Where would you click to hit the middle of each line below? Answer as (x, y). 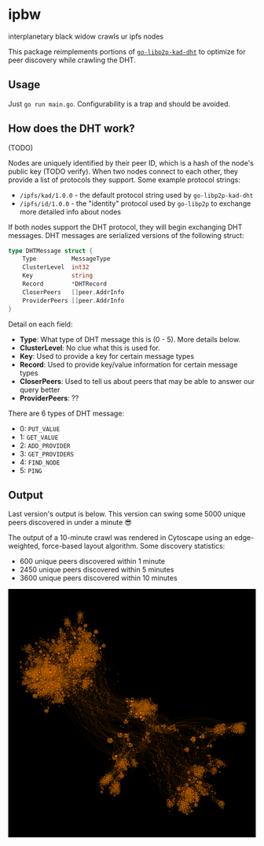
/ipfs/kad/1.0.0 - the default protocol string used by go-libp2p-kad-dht (136, 195)
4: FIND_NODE (40, 462)
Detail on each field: (40, 324)
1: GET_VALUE (39, 437)
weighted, (24, 546)
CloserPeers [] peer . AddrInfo (73, 292)
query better (40, 389)
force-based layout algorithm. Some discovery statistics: (134, 546)
